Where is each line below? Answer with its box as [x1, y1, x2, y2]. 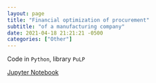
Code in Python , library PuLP [7, 55, 86, 63]
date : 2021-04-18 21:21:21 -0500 [7, 29, 104, 37]
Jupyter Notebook [7, 68, 59, 77]
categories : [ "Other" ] [7, 36, 72, 43]
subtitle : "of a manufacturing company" [7, 23, 126, 30]
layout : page [7, 10, 45, 17]
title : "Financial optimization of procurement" [7, 17, 150, 24]
